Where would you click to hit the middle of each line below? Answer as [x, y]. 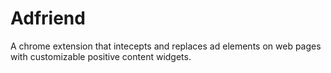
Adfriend [48, 18]
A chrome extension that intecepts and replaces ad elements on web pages [166, 46]
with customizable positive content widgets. [101, 56]
